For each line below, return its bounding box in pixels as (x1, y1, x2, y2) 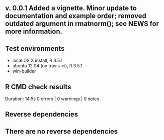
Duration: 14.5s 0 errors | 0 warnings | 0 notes (5, 96, 99, 102)
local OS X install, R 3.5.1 (12, 57, 63, 64)
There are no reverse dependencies (5, 127, 118, 136)
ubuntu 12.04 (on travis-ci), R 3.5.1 (12, 63, 82, 69)
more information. (5, 27, 63, 36)
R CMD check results (5, 82, 72, 91)
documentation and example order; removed (5, 12, 147, 20)
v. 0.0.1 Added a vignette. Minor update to (5, 4, 137, 12)
